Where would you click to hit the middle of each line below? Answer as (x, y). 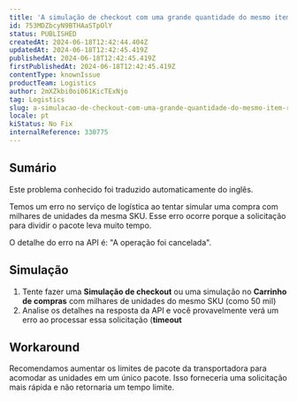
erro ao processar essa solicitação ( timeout (102, 320)
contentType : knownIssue (55, 75)
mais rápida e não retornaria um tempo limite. (92, 387)
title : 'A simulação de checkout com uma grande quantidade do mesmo (140, 17)
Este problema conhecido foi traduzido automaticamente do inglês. (131, 189)
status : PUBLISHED (43, 34)
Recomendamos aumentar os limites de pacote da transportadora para (138, 368)
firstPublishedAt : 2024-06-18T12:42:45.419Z (92, 67)
